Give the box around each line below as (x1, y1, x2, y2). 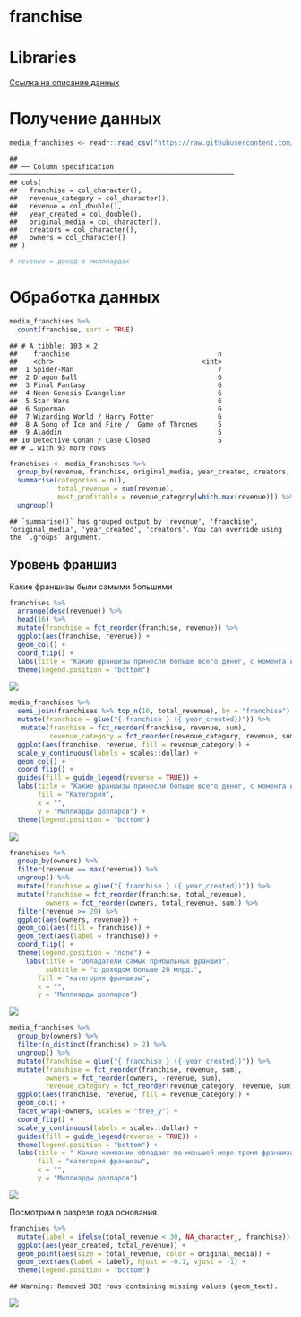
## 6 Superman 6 (9, 404, 222, 413)
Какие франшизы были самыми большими (9, 581, 173, 592)
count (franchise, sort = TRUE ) (17, 325, 134, 334)
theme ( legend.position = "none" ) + (17, 949, 150, 958)
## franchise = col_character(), (9, 186, 142, 195)
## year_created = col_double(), (9, 209, 142, 218)
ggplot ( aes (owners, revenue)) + (17, 915, 139, 924)
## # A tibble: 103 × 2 (9, 341, 99, 350)
